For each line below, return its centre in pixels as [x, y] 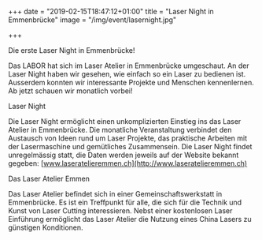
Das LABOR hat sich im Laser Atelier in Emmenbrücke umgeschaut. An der [129, 66]
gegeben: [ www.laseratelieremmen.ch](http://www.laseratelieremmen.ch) [128, 163]
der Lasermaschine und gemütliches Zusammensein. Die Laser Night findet [130, 146]
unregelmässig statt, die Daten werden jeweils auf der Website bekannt [124, 155]
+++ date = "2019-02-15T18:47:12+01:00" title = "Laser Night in [111, 11]
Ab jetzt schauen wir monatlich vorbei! [70, 91]
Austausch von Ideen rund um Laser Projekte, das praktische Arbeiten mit [128, 138]
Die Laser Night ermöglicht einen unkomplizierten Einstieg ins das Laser [125, 121]
